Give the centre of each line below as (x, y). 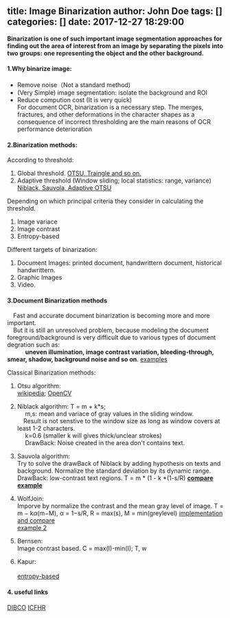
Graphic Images (39, 278)
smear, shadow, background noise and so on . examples (88, 359)
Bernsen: (30, 541)
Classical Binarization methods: (51, 372)
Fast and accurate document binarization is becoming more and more (112, 316)
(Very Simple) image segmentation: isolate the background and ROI (112, 93)
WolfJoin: (31, 499)
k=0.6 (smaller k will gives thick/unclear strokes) (94, 436)
